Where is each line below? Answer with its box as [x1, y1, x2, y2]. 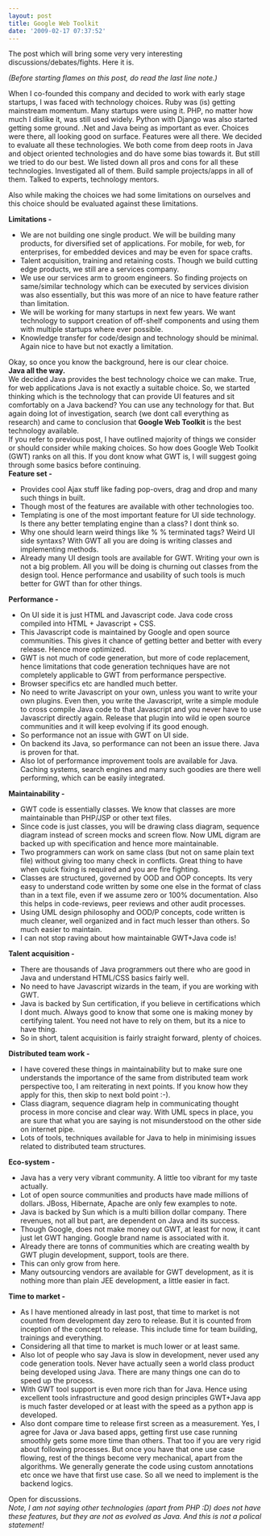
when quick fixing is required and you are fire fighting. [19, 865, 200, 875]
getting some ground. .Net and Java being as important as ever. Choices [8, 123, 250, 133]
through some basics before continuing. [8, 460, 141, 470]
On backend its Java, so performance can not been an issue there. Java [19, 739, 260, 749]
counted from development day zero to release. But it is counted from [19, 1316, 252, 1325]
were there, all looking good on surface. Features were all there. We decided [8, 132, 263, 141]
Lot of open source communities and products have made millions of [19, 1190, 249, 1200]
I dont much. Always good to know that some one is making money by [19, 1007, 254, 1018]
